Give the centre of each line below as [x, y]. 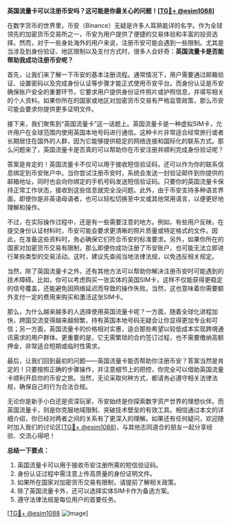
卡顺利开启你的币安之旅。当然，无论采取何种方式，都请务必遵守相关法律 [109, 378]
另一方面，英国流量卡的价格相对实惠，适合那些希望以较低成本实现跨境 [118, 329]
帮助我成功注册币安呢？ [40, 60]
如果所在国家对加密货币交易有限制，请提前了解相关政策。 [98, 482]
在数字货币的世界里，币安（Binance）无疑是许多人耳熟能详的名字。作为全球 [115, 26]
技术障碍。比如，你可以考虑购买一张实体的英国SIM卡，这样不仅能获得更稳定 [115, 280]
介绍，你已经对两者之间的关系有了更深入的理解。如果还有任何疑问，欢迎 [115, 419]
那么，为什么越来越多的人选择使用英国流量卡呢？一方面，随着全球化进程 [109, 312]
